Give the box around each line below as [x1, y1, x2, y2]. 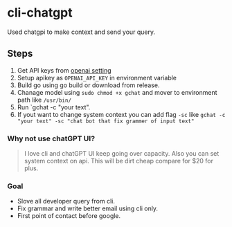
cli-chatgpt [7, 5, 73, 21]
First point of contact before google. [17, 212, 121, 220]
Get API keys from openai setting [17, 66, 112, 74]
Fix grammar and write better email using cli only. [17, 204, 158, 212]
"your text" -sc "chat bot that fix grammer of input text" [17, 118, 195, 125]
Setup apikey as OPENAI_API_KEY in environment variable [17, 73, 177, 82]
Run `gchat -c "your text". [17, 102, 91, 111]
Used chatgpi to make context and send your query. [7, 28, 156, 36]
